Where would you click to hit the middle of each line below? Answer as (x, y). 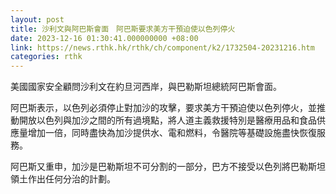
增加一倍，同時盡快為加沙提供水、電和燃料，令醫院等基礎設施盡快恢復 (172, 133)
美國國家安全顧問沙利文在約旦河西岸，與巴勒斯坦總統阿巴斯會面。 (146, 87)
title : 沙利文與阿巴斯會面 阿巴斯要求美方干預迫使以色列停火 (123, 29)
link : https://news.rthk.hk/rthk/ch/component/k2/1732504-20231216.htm (162, 47)
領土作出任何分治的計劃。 (63, 179)
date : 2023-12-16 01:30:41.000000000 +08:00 (104, 38)
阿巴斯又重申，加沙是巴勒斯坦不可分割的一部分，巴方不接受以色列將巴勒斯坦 (168, 167)
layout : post (37, 19)
